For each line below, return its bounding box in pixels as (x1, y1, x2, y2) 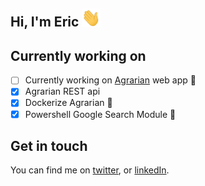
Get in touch (10, 137, 88, 154)
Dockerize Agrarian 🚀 (24, 97, 113, 109)
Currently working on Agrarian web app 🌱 (24, 74, 197, 86)
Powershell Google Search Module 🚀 (24, 108, 177, 120)
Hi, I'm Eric (10, 14, 80, 31)
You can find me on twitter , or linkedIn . (10, 164, 170, 176)
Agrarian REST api (24, 85, 101, 98)
